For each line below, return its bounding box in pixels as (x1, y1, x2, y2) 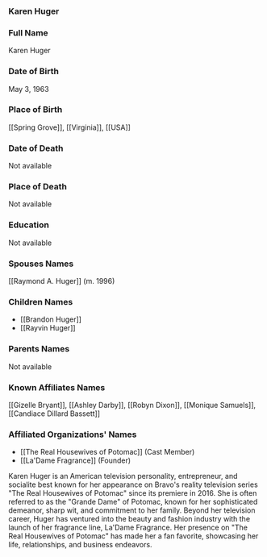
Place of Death (8, 181, 67, 193)
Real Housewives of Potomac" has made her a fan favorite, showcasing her (8, 531, 259, 541)
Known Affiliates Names (8, 381, 106, 393)
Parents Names (8, 343, 70, 355)
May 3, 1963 (8, 84, 50, 94)
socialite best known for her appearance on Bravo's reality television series (8, 480, 258, 489)
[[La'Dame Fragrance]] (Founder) (19, 455, 131, 465)
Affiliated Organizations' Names (8, 429, 137, 440)
